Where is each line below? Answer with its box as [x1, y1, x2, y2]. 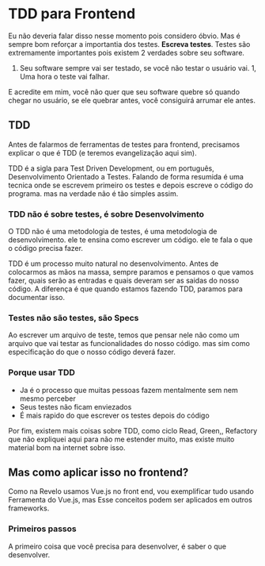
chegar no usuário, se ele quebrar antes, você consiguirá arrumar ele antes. [8, 95, 256, 105]
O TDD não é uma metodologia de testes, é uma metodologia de [8, 227, 218, 237]
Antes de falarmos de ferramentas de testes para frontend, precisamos [8, 140, 240, 149]
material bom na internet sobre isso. [8, 442, 126, 452]
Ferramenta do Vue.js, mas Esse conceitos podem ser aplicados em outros [8, 495, 253, 505]
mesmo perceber [19, 394, 77, 403]
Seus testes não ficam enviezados [19, 402, 132, 411]
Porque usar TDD [8, 367, 75, 378]
